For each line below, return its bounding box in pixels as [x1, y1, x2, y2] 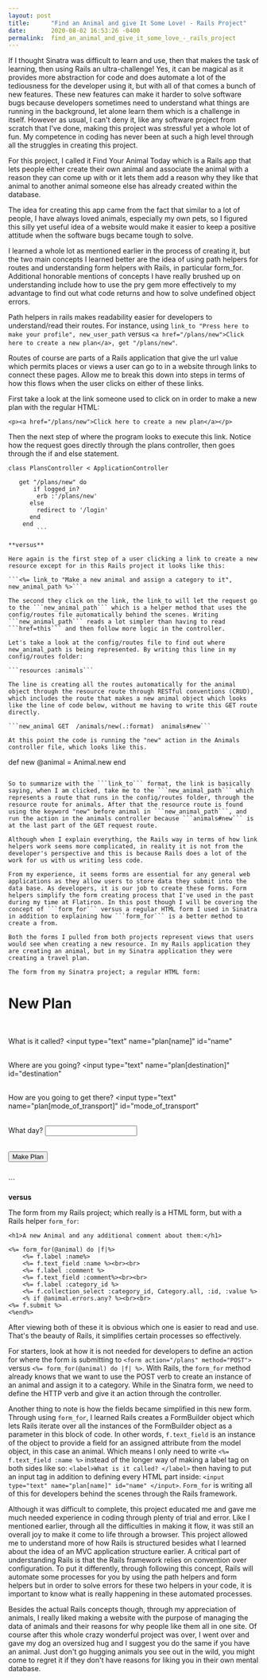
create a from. [8, 919, 59, 927]
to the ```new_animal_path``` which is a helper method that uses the [8, 604, 247, 612]
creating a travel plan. [8, 954, 91, 962]
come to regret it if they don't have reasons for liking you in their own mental [8, 1655, 259, 1665]
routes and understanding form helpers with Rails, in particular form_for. [8, 263, 244, 273]
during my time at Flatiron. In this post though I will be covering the [8, 899, 258, 907]
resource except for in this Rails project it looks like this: [8, 562, 226, 570]
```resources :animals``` [8, 667, 94, 675]
